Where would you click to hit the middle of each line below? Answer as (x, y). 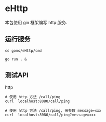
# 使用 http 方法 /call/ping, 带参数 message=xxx (53, 110)
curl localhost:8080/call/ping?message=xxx (50, 115)
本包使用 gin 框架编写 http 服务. (36, 22)
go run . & (16, 59)
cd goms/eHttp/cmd (23, 51)
